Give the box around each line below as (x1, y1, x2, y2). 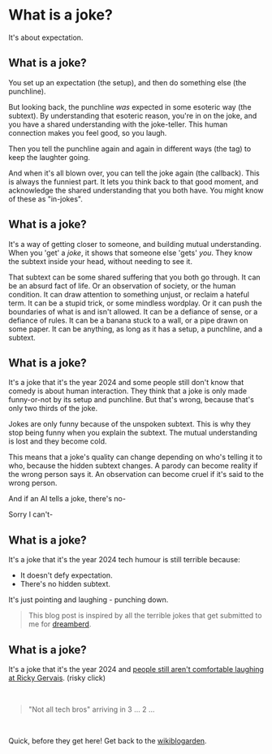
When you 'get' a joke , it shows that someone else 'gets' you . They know (8, 248, 253, 258)
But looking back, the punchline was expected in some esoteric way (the (8, 102, 252, 111)
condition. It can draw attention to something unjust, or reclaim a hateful (8, 289, 250, 299)
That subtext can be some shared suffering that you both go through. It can (8, 272, 261, 282)
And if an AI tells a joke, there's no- (8, 494, 126, 504)
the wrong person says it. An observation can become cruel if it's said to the (8, 470, 264, 479)
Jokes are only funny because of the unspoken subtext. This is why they (8, 419, 252, 429)
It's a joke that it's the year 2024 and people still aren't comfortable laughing (8, 665, 264, 674)
